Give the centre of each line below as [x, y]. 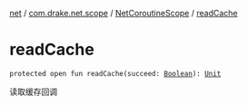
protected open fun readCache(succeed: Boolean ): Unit [115, 73]
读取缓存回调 [33, 91]
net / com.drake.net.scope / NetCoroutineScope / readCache [123, 13]
